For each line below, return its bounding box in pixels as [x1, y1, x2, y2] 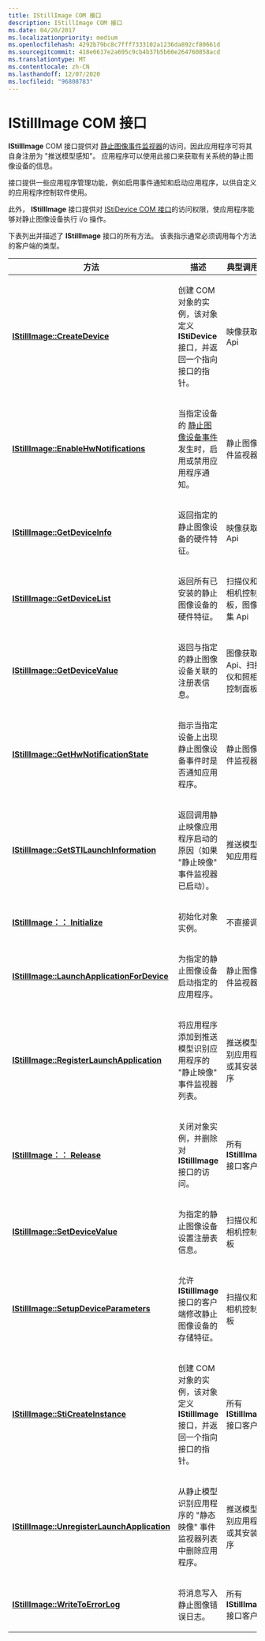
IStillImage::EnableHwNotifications [12, 443, 146, 454]
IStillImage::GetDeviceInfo [12, 527, 112, 538]
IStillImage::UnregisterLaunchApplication [12, 1521, 171, 1532]
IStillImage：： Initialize [12, 917, 103, 928]
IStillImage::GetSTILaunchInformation [12, 845, 156, 856]
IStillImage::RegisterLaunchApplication [12, 1055, 162, 1066]
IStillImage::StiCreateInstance [12, 1409, 126, 1420]
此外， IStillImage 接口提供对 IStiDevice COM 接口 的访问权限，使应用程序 [8, 204, 248, 214]
